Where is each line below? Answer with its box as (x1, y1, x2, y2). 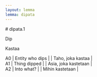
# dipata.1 (5, 26, 25, 32)
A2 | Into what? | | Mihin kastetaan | (5, 66, 79, 72)
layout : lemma (5, 7, 35, 13)
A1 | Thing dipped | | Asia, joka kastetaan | (5, 60, 92, 66)
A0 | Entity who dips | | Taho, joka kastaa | (5, 55, 93, 61)
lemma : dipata (5, 12, 35, 17)
